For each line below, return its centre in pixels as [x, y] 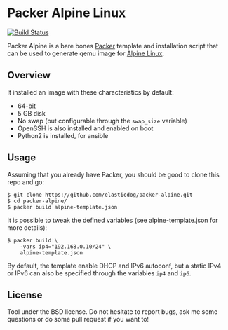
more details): [27, 227]
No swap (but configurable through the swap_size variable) [102, 121]
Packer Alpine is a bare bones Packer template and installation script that [113, 46]
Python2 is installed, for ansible [63, 135]
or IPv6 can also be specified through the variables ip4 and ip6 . [99, 273]
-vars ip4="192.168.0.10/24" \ [66, 247]
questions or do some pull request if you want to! [78, 319]
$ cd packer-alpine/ [38, 201]
